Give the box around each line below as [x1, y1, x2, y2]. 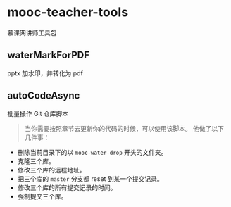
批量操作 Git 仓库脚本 [7, 109, 69, 118]
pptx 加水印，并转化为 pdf [7, 68, 83, 77]
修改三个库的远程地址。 [17, 165, 86, 174]
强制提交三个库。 [17, 192, 68, 201]
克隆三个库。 [17, 156, 55, 165]
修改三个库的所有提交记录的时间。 [17, 183, 117, 192]
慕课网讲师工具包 [7, 28, 57, 37]
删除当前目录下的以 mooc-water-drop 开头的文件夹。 [17, 148, 168, 156]
